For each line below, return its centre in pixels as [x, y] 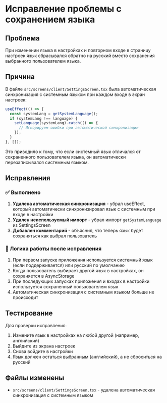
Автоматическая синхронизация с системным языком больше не [83, 292]
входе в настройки [33, 214]
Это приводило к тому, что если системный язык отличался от [73, 152]
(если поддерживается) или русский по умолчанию [69, 265]
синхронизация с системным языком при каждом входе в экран [75, 94]
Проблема [23, 38]
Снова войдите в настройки [43, 351]
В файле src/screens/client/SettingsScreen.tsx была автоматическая [81, 89]
